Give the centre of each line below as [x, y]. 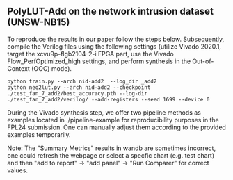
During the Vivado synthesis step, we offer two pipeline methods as [104, 112]
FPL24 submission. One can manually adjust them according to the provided [116, 127]
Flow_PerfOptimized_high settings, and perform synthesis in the [99, 61]
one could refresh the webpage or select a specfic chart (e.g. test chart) [111, 155]
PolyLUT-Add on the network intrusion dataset [111, 11]
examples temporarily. [39, 134]
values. [17, 170]
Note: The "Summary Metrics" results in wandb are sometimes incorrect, [112, 148]
